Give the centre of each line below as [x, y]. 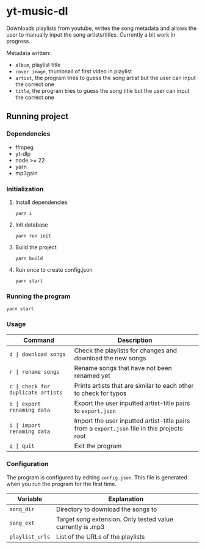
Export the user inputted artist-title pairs [132, 403]
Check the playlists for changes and [125, 351]
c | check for [30, 386]
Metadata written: [28, 53]
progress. [18, 41]
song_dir [22, 509]
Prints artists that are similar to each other [134, 385]
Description [135, 340]
